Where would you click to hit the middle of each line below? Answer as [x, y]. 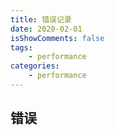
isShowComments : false [57, 38]
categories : [35, 66]
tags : [21, 47]
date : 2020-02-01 [46, 29]
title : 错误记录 [41, 19]
